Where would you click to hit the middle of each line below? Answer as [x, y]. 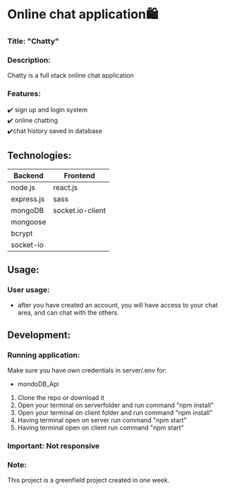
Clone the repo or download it [61, 397]
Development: [39, 335]
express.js [28, 199]
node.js [23, 187]
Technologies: [39, 156]
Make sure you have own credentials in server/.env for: [87, 370]
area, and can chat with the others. [68, 313]
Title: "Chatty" [33, 42]
